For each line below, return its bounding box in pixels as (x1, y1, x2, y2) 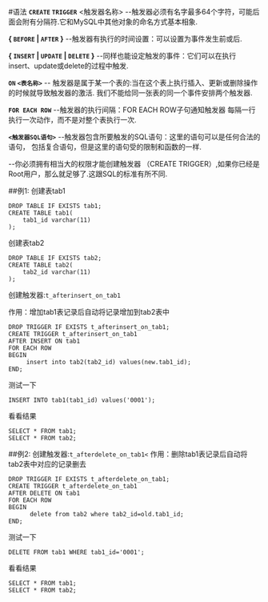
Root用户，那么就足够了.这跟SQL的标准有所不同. (8, 169, 168, 179)
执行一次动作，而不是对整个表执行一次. (8, 115, 138, 124)
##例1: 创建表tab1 (8, 187, 66, 195)
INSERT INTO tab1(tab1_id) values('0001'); (8, 396, 156, 404)
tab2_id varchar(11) (22, 268, 91, 276)
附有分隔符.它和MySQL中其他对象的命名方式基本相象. (22, 17, 198, 26)
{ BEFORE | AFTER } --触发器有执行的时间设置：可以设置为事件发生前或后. (8, 34, 242, 43)
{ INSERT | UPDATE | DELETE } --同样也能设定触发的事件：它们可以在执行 (8, 51, 237, 60)
